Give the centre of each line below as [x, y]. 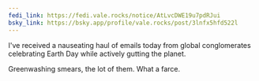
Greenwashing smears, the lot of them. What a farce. [94, 68]
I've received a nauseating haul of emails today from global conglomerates [129, 45]
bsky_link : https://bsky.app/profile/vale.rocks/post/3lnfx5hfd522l [123, 23]
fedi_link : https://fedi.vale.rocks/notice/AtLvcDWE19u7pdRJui [114, 15]
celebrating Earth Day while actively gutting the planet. [97, 53]
